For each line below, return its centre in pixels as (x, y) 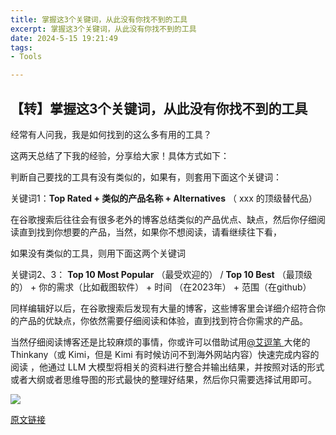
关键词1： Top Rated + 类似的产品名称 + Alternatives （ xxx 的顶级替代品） (164, 198)
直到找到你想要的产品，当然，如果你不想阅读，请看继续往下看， (150, 232)
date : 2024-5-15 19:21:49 (64, 38)
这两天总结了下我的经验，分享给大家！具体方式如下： (120, 155)
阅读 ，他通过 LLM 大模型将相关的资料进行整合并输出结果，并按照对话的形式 (167, 367)
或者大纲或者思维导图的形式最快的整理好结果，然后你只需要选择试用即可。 (163, 379)
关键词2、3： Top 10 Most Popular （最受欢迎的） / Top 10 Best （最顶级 (161, 274)
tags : (21, 47)
